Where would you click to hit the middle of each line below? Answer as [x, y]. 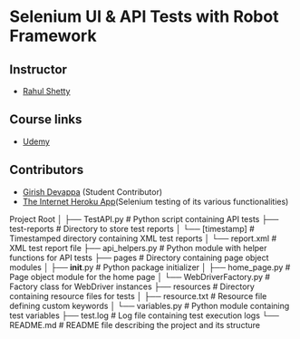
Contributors [47, 170]
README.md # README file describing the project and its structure [135, 324]
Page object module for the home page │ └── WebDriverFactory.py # [140, 276]
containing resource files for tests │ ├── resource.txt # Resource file [138, 295]
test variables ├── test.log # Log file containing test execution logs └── [144, 315]
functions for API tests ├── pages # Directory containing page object [139, 257]
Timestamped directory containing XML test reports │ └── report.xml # [143, 238]
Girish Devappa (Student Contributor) [92, 191]
